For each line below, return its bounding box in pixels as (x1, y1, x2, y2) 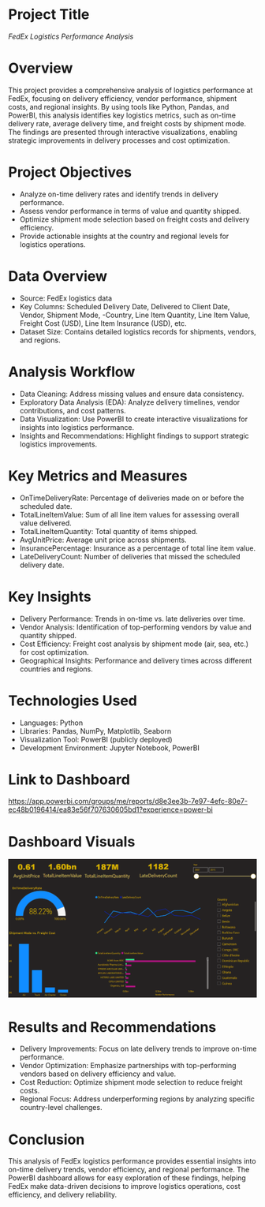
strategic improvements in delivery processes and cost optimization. (8, 136, 230, 145)
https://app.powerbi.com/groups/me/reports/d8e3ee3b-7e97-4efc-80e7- (8, 797, 248, 806)
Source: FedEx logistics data (19, 293, 113, 303)
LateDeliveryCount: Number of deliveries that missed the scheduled (19, 551, 241, 561)
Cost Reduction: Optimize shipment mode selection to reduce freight (19, 1078, 243, 1087)
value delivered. (19, 518, 73, 528)
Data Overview (8, 267, 108, 285)
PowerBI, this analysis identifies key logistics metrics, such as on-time (8, 110, 237, 120)
